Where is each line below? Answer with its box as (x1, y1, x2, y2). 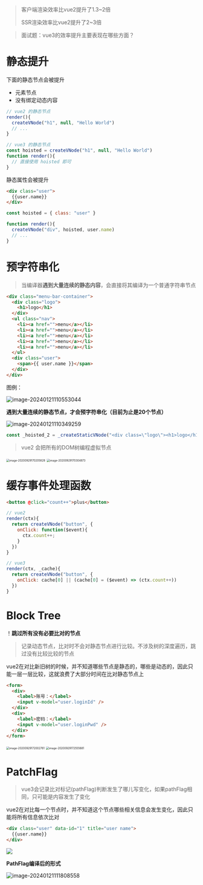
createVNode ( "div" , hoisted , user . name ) (11, 227, 115, 233)
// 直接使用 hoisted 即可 (11, 158, 71, 165)
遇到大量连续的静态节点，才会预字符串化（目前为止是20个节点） (6, 408, 167, 416)
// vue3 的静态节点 (6, 142, 51, 148)
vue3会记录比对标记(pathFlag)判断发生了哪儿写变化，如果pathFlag (21, 785, 187, 793)
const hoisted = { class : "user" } (6, 210, 96, 216)
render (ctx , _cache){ (6, 566, 61, 572)
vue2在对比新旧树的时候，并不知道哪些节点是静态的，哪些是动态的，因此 (6, 663, 188, 670)
